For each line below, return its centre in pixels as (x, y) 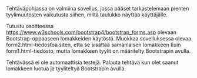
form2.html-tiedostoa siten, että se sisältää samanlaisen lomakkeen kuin (94, 45)
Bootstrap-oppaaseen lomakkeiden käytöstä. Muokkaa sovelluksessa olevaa (99, 38)
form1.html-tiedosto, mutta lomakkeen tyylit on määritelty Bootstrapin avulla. (98, 51)
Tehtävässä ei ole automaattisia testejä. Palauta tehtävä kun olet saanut (92, 62)
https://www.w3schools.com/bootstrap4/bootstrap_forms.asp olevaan (91, 32)
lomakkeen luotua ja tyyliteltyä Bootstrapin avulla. (66, 69)
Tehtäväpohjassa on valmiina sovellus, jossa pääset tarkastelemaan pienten (98, 9)
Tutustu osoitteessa (30, 26)
